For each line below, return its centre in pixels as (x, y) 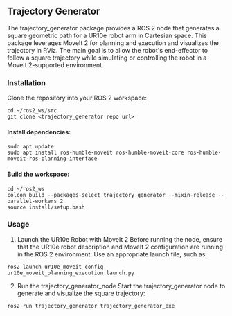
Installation (27, 82)
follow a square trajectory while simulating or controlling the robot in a (107, 58)
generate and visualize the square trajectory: (81, 293)
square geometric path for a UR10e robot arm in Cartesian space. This (107, 35)
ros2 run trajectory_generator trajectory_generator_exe (91, 306)
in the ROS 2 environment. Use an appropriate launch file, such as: (112, 254)
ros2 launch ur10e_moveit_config (55, 267)
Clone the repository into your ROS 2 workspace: (77, 98)
